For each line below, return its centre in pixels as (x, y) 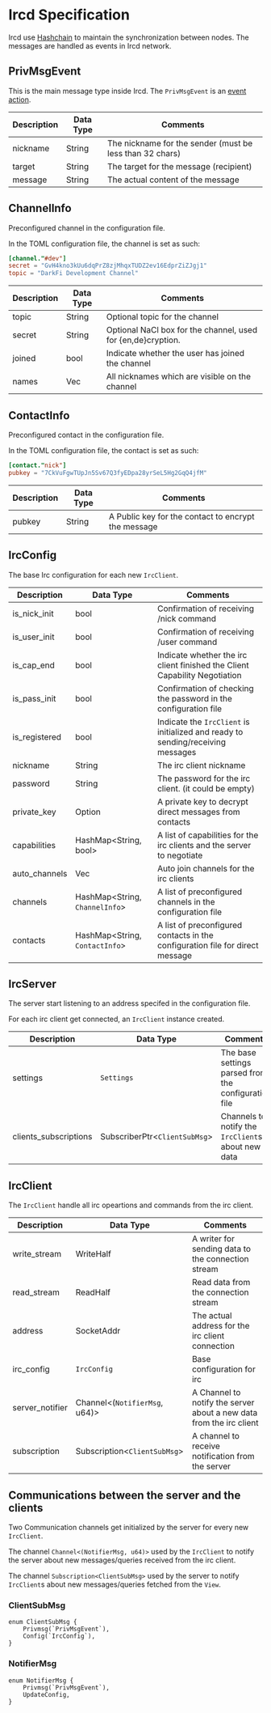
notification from (224, 1456)
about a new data (225, 1413)
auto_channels (40, 873)
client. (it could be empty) (206, 788)
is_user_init (33, 637)
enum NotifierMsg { (41, 1681)
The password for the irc (204, 778)
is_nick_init (33, 613)
